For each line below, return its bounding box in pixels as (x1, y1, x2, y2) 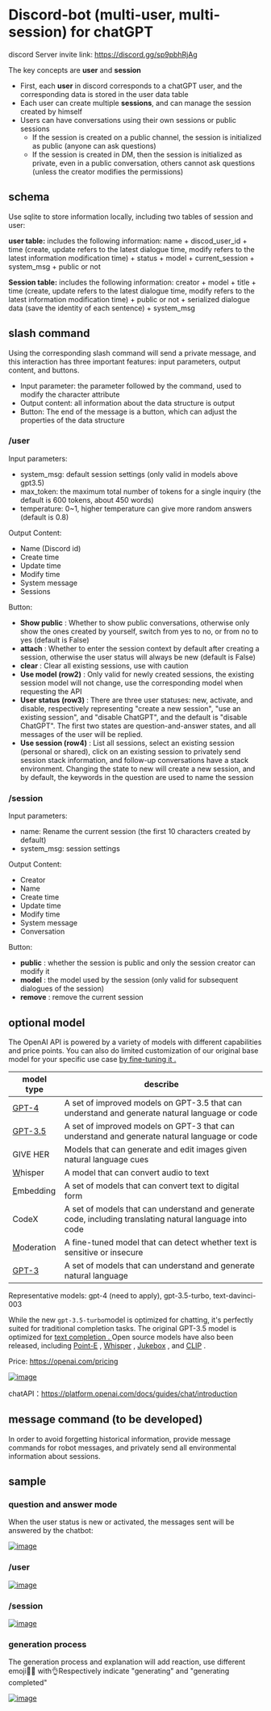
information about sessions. (8, 1451, 101, 1460)
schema (8, 190, 50, 204)
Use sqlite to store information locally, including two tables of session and (8, 212, 254, 221)
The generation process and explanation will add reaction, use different (8, 1657, 246, 1667)
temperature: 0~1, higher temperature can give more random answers (19, 504, 252, 513)
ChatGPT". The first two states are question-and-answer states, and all (19, 721, 256, 731)
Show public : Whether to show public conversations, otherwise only (19, 617, 250, 627)
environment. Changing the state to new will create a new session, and (19, 764, 256, 773)
